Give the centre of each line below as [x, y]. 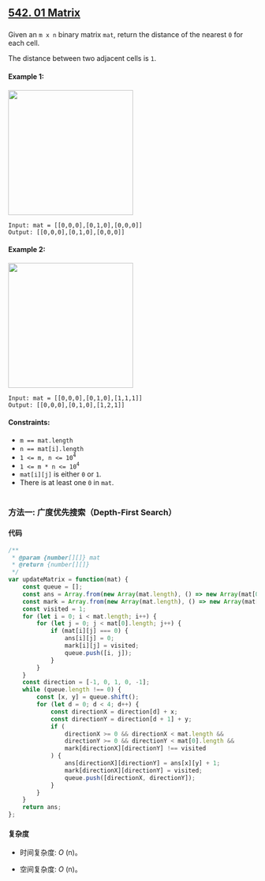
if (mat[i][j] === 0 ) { [89, 631]
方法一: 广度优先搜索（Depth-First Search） [92, 513]
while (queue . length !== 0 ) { [72, 690]
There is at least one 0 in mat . [67, 483]
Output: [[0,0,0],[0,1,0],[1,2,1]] [67, 405]
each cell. [24, 43]
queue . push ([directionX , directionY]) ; [130, 777]
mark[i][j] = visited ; [102, 646]
